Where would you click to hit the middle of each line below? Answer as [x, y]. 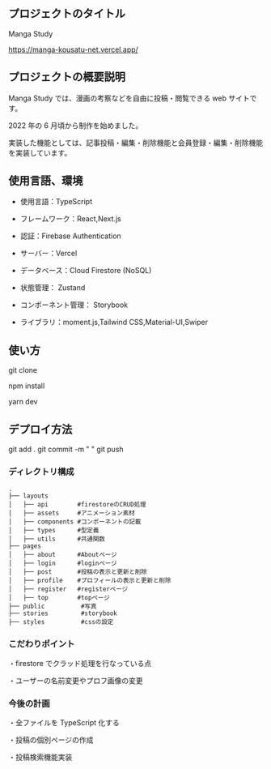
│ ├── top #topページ [59, 598]
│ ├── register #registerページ [68, 589]
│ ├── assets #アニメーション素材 [72, 513]
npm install [27, 386]
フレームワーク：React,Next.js [70, 219]
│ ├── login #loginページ [63, 564]
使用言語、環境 [46, 181]
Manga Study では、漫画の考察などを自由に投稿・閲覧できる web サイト [129, 98]
